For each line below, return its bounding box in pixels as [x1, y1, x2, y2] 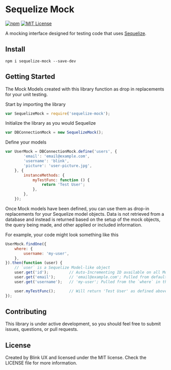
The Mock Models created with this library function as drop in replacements [5, 86, 164, 92]
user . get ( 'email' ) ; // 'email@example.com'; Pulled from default [14, 275, 167, 280]
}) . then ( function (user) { [5, 261, 63, 266]
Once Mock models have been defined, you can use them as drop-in [5, 205, 150, 212]
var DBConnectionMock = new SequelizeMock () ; [5, 130, 103, 135]
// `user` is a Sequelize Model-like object [14, 265, 110, 270]
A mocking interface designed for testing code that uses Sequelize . [5, 30, 147, 36]
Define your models [5, 139, 47, 146]
